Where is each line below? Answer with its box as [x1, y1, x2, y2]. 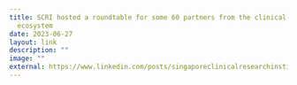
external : [9, 63, 46, 72]
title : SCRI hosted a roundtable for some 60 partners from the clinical [9, 12, 287, 22]
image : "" [9, 54, 46, 63]
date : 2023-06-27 [9, 29, 73, 38]
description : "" [9, 46, 69, 55]
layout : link [9, 37, 57, 47]
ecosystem [17, 21, 53, 30]
